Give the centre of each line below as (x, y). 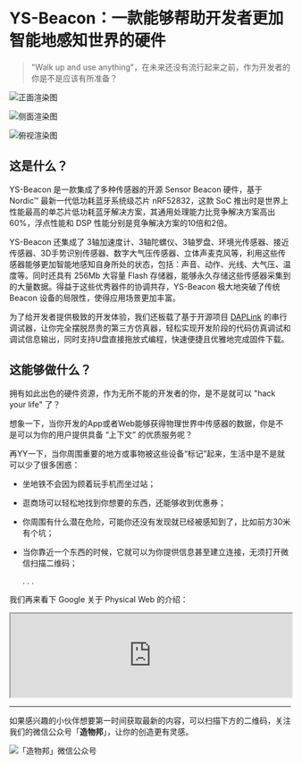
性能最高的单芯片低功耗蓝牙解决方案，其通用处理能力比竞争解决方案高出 (142, 212)
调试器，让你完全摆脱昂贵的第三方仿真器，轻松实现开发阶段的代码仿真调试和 (150, 328)
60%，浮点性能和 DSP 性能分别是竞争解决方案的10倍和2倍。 (121, 222)
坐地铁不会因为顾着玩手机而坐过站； (89, 483)
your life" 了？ (35, 404)
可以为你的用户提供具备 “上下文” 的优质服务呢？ (105, 434)
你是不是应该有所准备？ (74, 78)
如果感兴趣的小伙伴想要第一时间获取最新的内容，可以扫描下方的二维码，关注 (150, 720)
